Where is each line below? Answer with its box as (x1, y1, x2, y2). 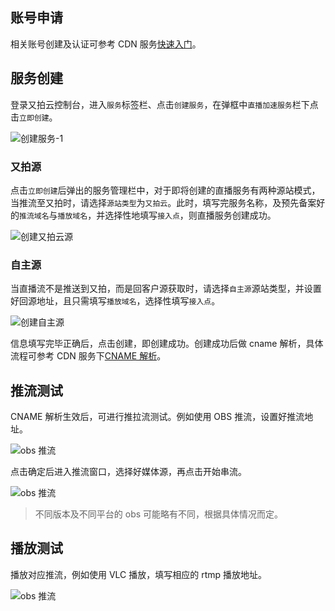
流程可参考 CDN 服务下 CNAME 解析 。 (10, 350, 167, 362)
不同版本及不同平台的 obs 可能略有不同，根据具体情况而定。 (34, 508, 284, 520)
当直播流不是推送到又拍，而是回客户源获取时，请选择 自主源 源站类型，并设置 (10, 283, 322, 295)
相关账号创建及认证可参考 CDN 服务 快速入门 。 (10, 38, 202, 50)
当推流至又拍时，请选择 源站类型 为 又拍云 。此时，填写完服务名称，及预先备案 (10, 196, 317, 208)
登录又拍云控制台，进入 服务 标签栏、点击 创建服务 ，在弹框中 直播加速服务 (10, 98, 293, 110)
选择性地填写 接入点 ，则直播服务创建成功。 (104, 209, 277, 221)
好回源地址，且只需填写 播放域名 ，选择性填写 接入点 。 (10, 295, 221, 307)
